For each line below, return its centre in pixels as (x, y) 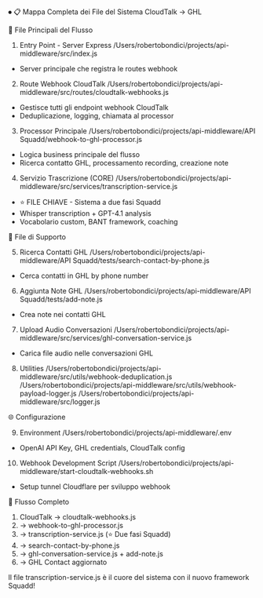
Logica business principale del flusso (79, 155)
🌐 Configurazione (37, 417)
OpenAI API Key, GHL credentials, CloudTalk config (102, 448)
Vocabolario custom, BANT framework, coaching (99, 222)
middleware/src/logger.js (60, 402)
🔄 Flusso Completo (39, 502)
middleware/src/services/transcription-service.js (99, 186)
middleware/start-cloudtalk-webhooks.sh (86, 471)
